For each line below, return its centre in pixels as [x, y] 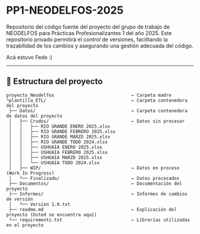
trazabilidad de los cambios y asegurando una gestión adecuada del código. [100, 46]
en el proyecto [25, 225]
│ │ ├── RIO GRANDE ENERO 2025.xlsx [60, 126]
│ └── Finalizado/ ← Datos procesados [94, 178]
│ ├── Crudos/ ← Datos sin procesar [97, 121]
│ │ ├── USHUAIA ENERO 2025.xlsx [55, 147]
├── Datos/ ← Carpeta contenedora [98, 110]
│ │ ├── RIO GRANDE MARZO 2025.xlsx [60, 137]
